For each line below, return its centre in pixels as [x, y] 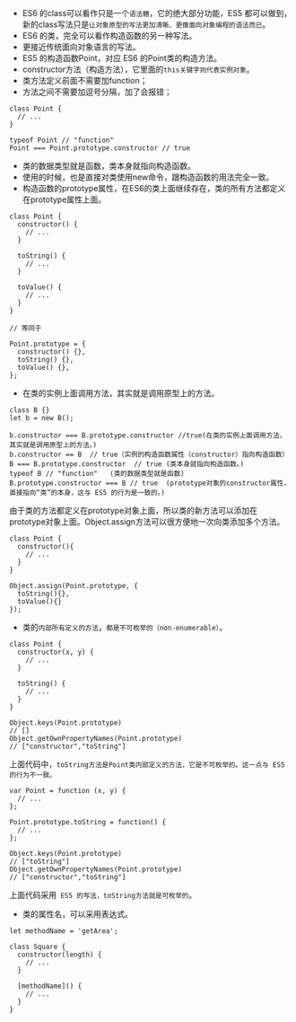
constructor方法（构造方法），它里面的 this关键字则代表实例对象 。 [138, 69]
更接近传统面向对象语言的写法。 [81, 47]
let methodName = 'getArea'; [64, 931]
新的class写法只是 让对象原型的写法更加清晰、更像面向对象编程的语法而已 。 [146, 24]
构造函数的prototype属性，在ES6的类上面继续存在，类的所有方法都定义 [154, 188]
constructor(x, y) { [56, 652]
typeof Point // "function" [62, 140]
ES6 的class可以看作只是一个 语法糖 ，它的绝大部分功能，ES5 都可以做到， [157, 13]
